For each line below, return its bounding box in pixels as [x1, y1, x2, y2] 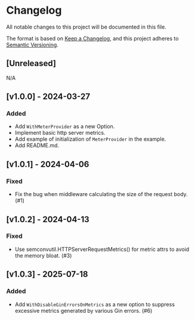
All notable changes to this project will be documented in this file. [6, 23, 167, 30]
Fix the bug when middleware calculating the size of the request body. [14, 191, 188, 198]
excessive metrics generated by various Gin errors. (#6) [14, 307, 153, 314]
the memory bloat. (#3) [14, 251, 72, 259]
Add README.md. [14, 142, 60, 149]
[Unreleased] [6, 58, 57, 69]
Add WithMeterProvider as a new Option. [14, 123, 115, 130]
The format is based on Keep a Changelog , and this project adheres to [6, 35, 179, 42]
